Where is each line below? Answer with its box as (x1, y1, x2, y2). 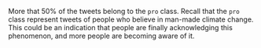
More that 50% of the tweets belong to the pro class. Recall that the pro (8, 7, 240, 15)
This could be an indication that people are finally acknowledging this (8, 23, 233, 32)
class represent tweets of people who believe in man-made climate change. (8, 15, 254, 24)
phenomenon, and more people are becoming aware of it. (8, 31, 195, 40)
